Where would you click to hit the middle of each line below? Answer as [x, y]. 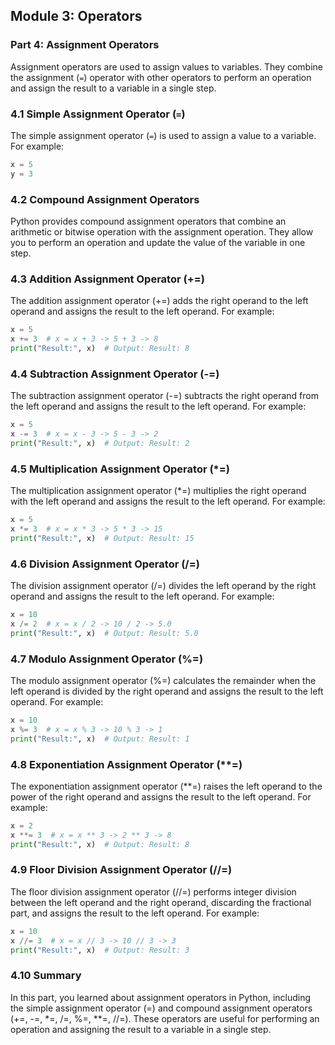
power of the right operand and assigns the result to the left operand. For [161, 796]
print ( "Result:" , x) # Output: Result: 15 [102, 538]
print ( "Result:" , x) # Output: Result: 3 [100, 950]
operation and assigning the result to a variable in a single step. [141, 1029]
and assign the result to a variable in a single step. [113, 88]
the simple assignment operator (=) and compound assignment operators [161, 1008]
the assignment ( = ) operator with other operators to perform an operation [161, 77]
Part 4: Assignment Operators [85, 45]
